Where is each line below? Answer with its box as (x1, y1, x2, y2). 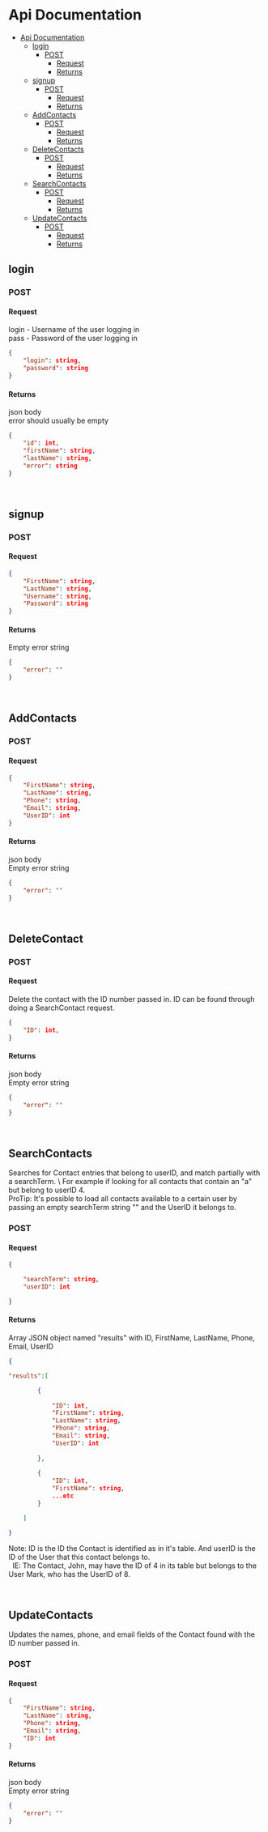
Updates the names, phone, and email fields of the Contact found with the (8, 1630, 255, 1639)
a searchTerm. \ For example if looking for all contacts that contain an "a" (8, 1177, 253, 1187)
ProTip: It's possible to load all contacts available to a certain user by (8, 1194, 237, 1204)
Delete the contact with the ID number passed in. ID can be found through (8, 994, 255, 1003)
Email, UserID (8, 1342, 54, 1352)
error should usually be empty (8, 415, 109, 426)
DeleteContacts (32, 144, 85, 154)
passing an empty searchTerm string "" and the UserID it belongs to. (8, 1203, 236, 1212)
